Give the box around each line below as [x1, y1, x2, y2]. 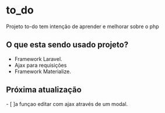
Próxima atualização [6, 85, 82, 95]
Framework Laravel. [14, 55, 62, 62]
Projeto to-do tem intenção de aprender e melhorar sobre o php [6, 23, 159, 30]
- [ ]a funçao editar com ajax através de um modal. [6, 100, 128, 107]
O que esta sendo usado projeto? [6, 40, 129, 50]
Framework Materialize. [14, 68, 71, 75]
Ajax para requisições [14, 61, 67, 69]
